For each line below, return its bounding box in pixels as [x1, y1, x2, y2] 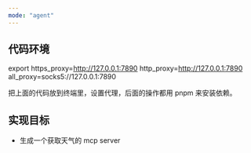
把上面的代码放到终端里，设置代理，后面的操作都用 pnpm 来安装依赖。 [8, 88, 237, 98]
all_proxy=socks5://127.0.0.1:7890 [8, 72, 116, 82]
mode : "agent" [8, 11, 55, 20]
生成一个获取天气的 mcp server [19, 136, 121, 145]
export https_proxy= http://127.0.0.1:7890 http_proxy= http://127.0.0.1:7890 [8, 64, 243, 73]
